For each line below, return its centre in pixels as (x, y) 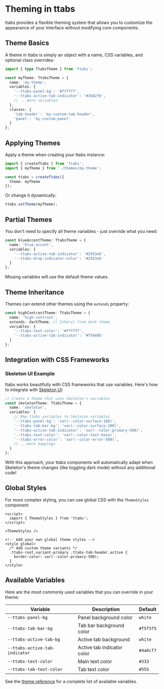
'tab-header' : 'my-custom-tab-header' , (54, 114)
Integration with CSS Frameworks (57, 360)
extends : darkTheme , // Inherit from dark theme (60, 322)
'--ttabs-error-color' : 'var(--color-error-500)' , (66, 439)
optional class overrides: (30, 60)
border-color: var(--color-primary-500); (56, 557)
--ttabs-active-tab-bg (34, 639)
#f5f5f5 (148, 628)
